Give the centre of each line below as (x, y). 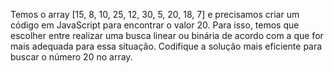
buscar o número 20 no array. (71, 57)
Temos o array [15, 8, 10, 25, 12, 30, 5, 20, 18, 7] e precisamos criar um (155, 14)
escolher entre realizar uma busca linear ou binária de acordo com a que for (167, 35)
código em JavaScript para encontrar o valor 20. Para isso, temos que (155, 25)
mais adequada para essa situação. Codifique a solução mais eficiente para (166, 46)
